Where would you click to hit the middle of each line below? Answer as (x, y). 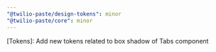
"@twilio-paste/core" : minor (50, 21)
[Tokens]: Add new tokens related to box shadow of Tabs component (108, 41)
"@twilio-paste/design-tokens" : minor (64, 14)
